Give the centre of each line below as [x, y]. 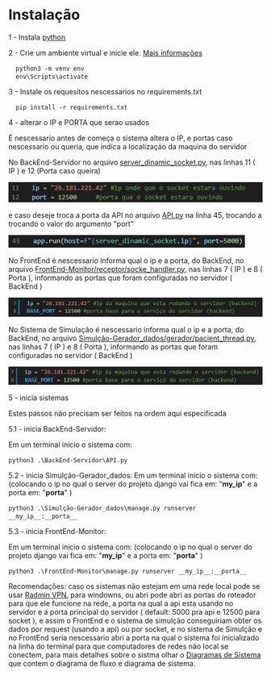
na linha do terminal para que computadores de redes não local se [119, 646]
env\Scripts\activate [52, 77]
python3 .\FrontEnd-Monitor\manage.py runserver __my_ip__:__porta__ [128, 572]
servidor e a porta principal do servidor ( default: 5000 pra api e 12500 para [134, 612]
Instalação [44, 15]
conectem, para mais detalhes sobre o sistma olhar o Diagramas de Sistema [135, 655]
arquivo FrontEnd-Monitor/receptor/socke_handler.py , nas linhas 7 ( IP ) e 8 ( [135, 269]
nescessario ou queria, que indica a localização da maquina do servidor [128, 146]
